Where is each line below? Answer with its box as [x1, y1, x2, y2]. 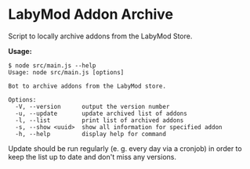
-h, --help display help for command [15, 130, 167, 138]
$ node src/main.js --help [8, 61, 96, 70]
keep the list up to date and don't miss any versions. [8, 152, 176, 161]
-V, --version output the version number [15, 102, 170, 110]
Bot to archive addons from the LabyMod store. [8, 82, 167, 90]
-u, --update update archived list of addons [15, 110, 188, 117]
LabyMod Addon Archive [8, 5, 174, 23]
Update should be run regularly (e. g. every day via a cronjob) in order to [8, 143, 242, 153]
